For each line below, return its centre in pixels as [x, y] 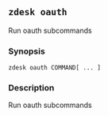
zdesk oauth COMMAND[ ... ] [55, 68]
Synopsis [27, 51]
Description [31, 88]
